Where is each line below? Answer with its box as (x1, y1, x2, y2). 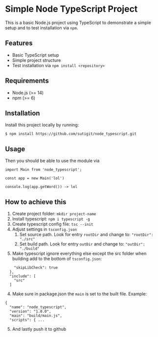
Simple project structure (12, 57, 61, 63)
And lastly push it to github (12, 326, 67, 332)
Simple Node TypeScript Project (5, 3, 138, 15)
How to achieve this (5, 197, 67, 206)
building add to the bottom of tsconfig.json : (12, 256, 102, 262)
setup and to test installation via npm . (5, 24, 78, 30)
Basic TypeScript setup (12, 52, 60, 58)
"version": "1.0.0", (9, 309, 51, 314)
